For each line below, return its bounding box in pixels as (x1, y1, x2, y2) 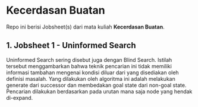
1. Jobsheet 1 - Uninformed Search (6, 40, 136, 51)
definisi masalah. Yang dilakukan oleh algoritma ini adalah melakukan (6, 75, 175, 82)
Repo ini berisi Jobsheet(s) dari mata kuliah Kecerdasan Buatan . (6, 23, 165, 30)
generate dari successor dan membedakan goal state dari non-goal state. (6, 81, 187, 89)
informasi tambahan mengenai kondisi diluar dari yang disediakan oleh (6, 69, 180, 76)
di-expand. (6, 94, 33, 101)
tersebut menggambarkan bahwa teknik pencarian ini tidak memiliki (6, 62, 172, 70)
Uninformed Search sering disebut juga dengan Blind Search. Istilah (6, 56, 172, 63)
